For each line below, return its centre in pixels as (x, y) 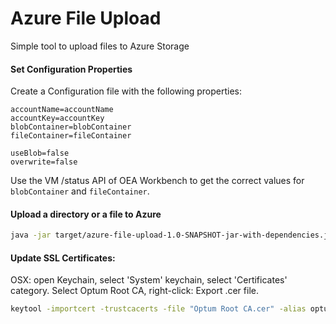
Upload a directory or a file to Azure (86, 214)
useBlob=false (40, 153)
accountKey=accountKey (57, 118)
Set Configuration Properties (71, 69)
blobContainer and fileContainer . (80, 191)
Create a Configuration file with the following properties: (126, 91)
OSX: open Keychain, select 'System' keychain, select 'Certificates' (149, 280)
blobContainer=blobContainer (71, 127)
